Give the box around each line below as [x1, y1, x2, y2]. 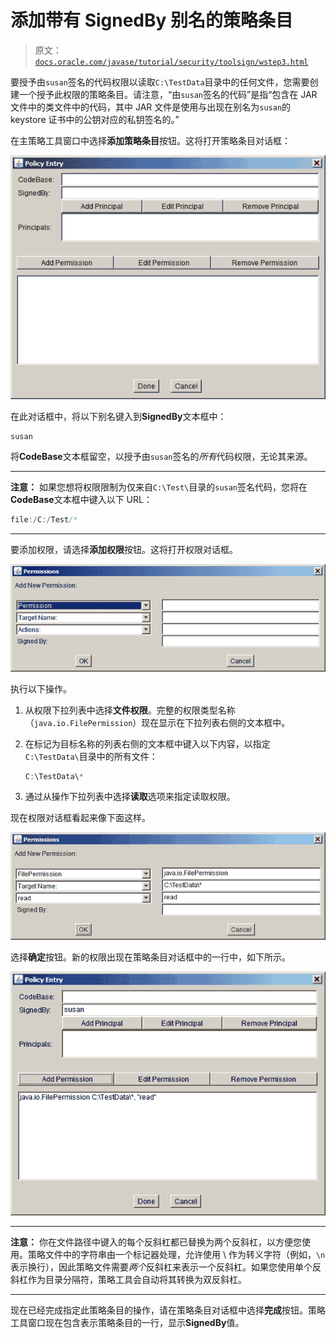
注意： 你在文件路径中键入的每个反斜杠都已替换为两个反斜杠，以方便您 [10, 1236, 302, 1248]
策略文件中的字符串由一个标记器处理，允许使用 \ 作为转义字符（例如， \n [27, 1248, 326, 1260]
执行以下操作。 [10, 682, 72, 695]
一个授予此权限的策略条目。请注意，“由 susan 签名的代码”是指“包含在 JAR [18, 88, 318, 100]
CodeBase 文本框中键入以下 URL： [10, 494, 153, 506]
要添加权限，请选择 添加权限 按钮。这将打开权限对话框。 [10, 544, 238, 556]
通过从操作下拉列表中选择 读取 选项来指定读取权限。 [24, 791, 236, 803]
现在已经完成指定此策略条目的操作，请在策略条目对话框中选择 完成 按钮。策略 [10, 1304, 326, 1316]
